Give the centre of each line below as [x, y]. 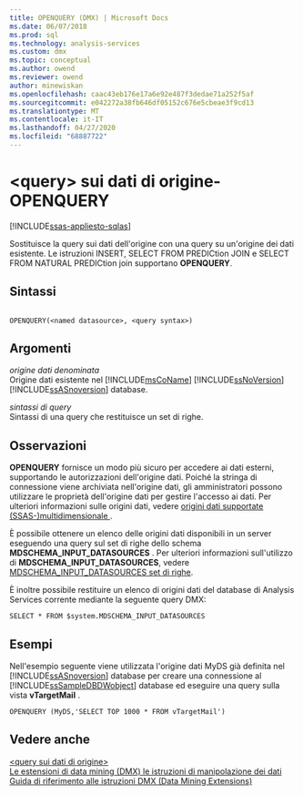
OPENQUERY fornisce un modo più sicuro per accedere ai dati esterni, [142, 468]
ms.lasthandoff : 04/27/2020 [63, 128]
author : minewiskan [46, 86]
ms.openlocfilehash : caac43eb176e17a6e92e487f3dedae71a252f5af [132, 94]
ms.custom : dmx [38, 52]
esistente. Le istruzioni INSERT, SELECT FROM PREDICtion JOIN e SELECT [149, 253]
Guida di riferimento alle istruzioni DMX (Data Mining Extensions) [131, 780]
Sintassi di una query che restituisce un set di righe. [106, 417]
